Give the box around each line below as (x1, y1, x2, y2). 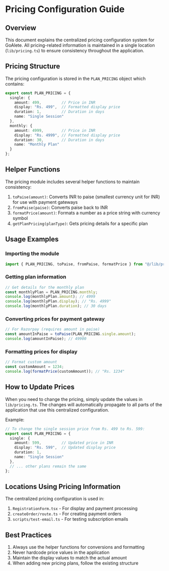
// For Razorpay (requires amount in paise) (5, 327, 100, 332)
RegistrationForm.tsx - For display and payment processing (12, 506, 138, 512)
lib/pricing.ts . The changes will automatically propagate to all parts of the (5, 401, 162, 407)
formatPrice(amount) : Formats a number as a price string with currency (12, 210, 160, 216)
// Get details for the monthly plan (5, 285, 84, 290)
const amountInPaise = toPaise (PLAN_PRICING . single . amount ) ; (5, 332, 136, 337)
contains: (5, 80, 25, 87)
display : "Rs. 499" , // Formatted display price (14, 105, 121, 110)
